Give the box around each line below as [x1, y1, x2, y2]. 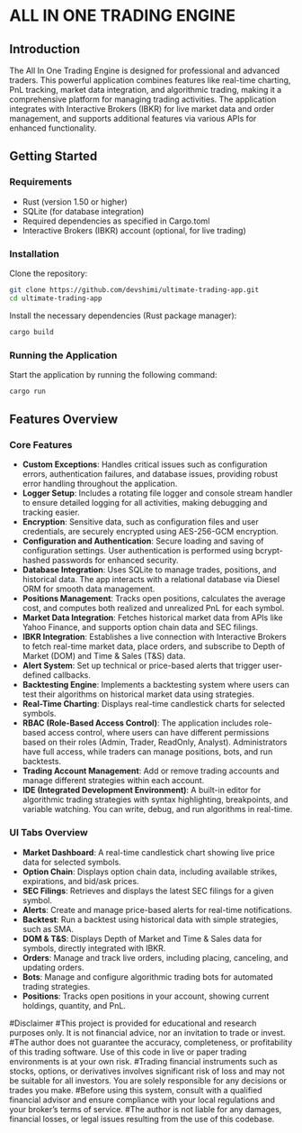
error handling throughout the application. [22, 479, 178, 489]
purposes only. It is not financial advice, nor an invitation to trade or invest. [9, 1027, 286, 1037]
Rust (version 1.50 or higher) [22, 196, 128, 207]
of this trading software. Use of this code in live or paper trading [9, 1046, 247, 1057]
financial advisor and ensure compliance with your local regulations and [9, 1094, 276, 1105]
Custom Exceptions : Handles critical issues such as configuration [22, 459, 268, 470]
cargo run [9, 387, 47, 396]
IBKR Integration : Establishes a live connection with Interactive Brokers [22, 632, 287, 643]
